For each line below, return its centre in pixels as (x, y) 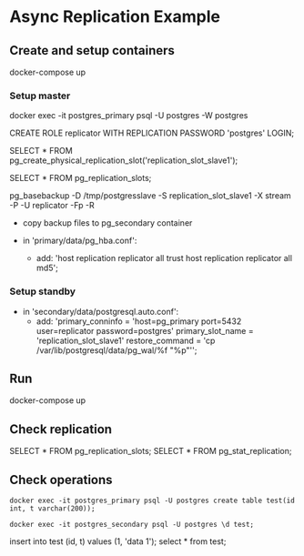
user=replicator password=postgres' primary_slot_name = (145, 330)
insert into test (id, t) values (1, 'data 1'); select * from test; (118, 541)
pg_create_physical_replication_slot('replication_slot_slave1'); (124, 160)
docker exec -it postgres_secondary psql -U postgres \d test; (132, 525)
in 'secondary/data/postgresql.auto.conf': (101, 311)
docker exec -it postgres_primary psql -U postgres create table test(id (152, 501)
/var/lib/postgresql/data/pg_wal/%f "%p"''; (117, 350)
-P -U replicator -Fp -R (52, 206)
